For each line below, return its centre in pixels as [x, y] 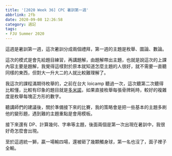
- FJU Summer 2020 [25, 34]
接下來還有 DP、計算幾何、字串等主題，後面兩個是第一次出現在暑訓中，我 [83, 124]
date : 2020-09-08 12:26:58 [34, 19]
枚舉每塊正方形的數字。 [39, 96]
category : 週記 [21, 24]
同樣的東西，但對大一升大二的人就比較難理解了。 [57, 73]
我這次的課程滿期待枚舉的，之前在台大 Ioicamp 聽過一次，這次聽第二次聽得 [84, 83]
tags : [11, 29]
